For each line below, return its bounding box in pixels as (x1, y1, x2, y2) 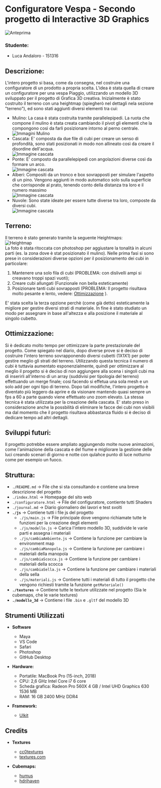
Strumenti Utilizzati (5, 611, 64, 620)
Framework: (12, 703, 37, 709)
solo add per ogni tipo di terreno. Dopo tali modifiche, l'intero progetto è (5, 383, 148, 389)
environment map (19, 541, 55, 546)
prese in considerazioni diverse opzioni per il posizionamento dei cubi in (5, 255, 149, 261)
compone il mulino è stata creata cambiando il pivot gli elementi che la (12, 120, 152, 126)
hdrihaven (19, 778, 40, 784)
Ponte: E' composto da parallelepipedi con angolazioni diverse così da (12, 156, 152, 162)
